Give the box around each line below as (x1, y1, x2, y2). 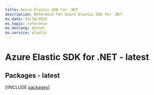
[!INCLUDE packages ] (5, 85, 50, 90)
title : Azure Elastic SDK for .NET (5, 7, 78, 12)
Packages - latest (5, 71, 60, 80)
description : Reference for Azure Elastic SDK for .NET (5, 12, 122, 17)
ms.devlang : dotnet (5, 26, 45, 31)
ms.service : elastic (5, 30, 48, 35)
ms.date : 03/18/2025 (5, 16, 48, 21)
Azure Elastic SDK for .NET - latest (5, 51, 150, 63)
